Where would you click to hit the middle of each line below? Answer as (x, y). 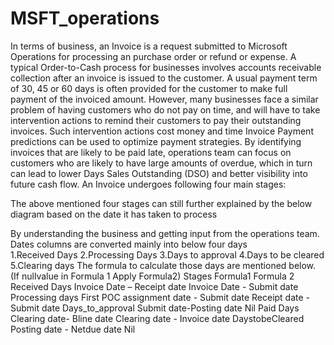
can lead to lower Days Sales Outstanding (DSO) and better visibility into (159, 173)
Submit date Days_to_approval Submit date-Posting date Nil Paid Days (155, 308)
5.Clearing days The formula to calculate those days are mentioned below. (163, 265)
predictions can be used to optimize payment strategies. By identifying (156, 141)
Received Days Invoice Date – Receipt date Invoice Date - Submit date (154, 286)
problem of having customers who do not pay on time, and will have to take (165, 109)
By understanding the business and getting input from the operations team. (165, 233)
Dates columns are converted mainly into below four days (129, 244)
